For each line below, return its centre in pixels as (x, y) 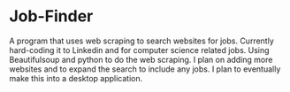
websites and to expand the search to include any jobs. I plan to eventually (145, 69)
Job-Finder (51, 16)
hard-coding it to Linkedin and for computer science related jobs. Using (139, 50)
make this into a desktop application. (76, 78)
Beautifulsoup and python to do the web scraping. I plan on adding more (141, 59)
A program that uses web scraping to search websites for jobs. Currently (141, 41)
